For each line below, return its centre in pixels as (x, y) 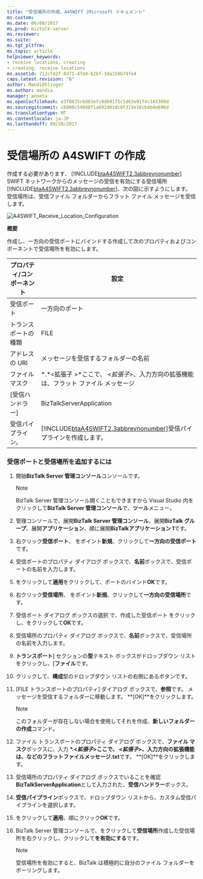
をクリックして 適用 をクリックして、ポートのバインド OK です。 (93, 582)
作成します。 (89, 438)
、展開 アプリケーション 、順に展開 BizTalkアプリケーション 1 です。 (108, 528)
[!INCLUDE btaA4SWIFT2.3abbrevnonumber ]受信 (111, 429)
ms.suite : (19, 40)
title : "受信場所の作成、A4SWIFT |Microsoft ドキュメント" (76, 12)
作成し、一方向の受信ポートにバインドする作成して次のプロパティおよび (96, 241)
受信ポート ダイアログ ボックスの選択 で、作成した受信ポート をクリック (105, 615)
